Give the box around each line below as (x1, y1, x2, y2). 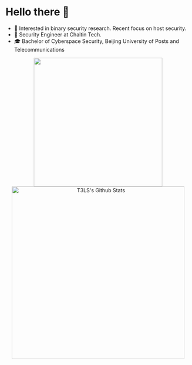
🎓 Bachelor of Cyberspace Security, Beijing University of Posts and (14, 38, 180, 45)
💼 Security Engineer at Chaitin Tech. (14, 31, 102, 38)
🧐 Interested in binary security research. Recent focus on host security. (14, 25, 187, 32)
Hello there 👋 (5, 5, 70, 19)
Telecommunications (14, 46, 65, 53)
